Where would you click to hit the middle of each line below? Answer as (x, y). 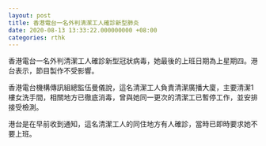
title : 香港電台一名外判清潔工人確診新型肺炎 (74, 23)
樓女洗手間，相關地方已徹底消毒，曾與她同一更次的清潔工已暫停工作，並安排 (133, 97)
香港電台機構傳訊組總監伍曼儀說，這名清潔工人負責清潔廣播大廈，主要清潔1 (131, 88)
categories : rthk (37, 37)
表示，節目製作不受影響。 (57, 71)
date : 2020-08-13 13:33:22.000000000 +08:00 (83, 30)
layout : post (30, 15)
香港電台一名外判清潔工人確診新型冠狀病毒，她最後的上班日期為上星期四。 (129, 61)
